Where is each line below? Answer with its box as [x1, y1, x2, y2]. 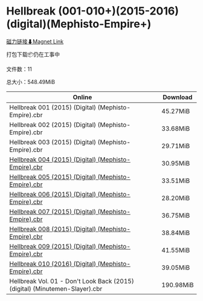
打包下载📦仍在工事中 [6, 50, 60, 58]
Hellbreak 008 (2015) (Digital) [9, 225, 97, 233]
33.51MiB [161, 176, 190, 185]
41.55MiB [161, 246, 190, 254]
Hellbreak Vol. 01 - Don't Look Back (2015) [9, 277, 134, 285]
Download [163, 92, 193, 101]
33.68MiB [161, 124, 190, 132]
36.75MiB [161, 211, 190, 219]
